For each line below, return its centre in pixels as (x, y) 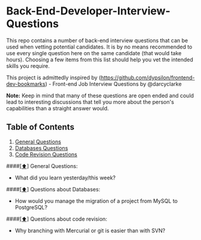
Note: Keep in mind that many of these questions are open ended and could (100, 95)
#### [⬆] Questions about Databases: (53, 189)
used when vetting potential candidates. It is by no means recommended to (99, 47)
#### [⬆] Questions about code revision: (57, 219)
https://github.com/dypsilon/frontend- (148, 77)
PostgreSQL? (31, 207)
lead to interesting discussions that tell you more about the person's (90, 102)
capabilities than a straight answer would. (58, 108)
